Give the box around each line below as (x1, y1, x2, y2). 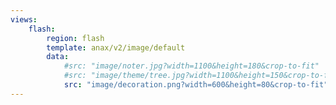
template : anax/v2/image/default (46, 42, 186, 53)
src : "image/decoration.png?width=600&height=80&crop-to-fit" (63, 80, 329, 90)
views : (10, 14, 38, 25)
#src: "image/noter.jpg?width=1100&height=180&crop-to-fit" (63, 61, 320, 71)
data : (46, 52, 70, 62)
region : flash (46, 33, 105, 43)
